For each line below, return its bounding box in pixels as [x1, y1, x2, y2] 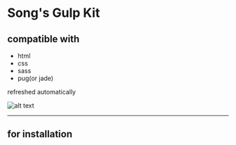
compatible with [7, 33, 80, 45]
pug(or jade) [17, 74, 54, 82]
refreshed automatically [7, 88, 76, 96]
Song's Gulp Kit [7, 5, 100, 21]
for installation [7, 128, 72, 140]
